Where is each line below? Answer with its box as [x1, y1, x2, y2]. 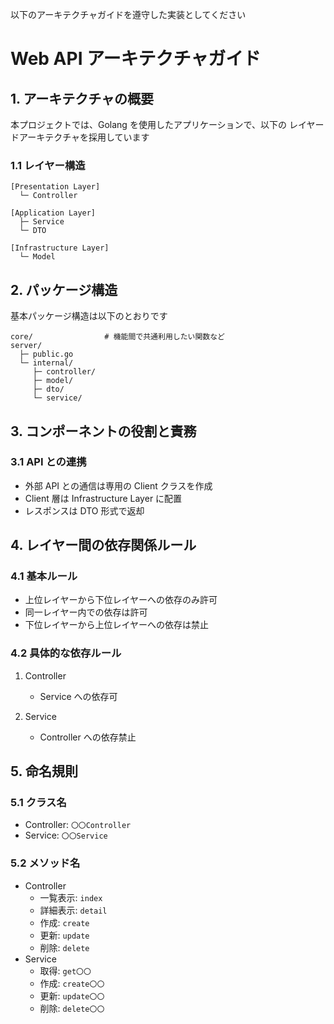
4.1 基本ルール [10, 569, 78, 583]
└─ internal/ [19, 358, 74, 368]
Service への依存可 [39, 690, 118, 702]
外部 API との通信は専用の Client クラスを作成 [24, 479, 213, 492]
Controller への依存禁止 [39, 731, 137, 743]
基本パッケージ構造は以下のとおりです [10, 310, 168, 322]
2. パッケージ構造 [10, 281, 118, 298]
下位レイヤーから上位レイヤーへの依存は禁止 [24, 619, 209, 631]
